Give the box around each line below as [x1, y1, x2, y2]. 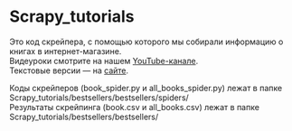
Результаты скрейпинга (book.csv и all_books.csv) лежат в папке [9, 101, 260, 112]
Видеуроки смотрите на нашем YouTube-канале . [9, 55, 199, 66]
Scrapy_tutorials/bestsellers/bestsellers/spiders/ [9, 92, 190, 103]
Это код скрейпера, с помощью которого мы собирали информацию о [9, 36, 284, 47]
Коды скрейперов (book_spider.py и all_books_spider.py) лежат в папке [9, 82, 283, 93]
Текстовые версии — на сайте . [9, 65, 129, 76]
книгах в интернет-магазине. [9, 45, 122, 56]
